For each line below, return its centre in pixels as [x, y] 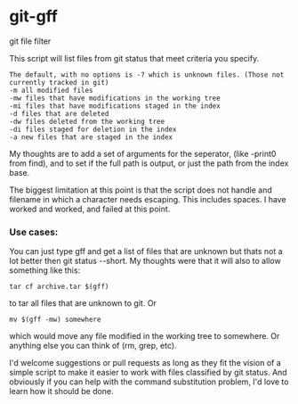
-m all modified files [51, 90]
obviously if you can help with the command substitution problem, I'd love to [149, 382]
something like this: [45, 270]
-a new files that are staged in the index [91, 137]
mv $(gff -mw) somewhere [55, 320]
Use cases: [34, 232]
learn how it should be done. [61, 392]
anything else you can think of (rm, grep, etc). [93, 346]
